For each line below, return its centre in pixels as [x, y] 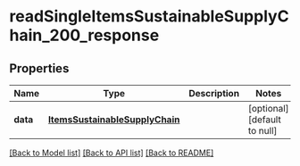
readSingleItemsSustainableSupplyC [149, 17]
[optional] [268, 108]
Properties [39, 68]
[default [264, 120]
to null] [262, 131]
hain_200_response [84, 35]
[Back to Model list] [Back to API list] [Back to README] [112, 153]
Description [214, 93]
